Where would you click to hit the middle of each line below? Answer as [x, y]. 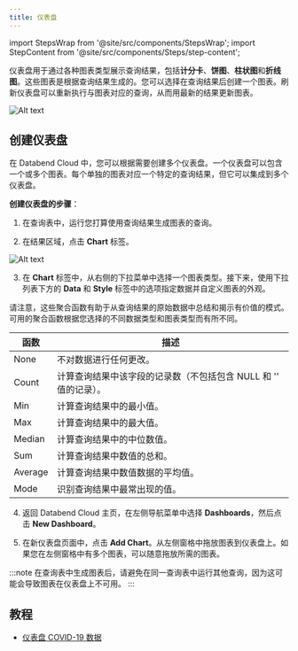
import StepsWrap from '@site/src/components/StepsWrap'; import [132, 43]
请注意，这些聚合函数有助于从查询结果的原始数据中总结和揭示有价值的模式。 [149, 307]
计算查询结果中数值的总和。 [115, 456]
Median [29, 439]
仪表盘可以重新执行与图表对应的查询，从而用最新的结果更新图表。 [137, 92]
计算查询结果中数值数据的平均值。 [128, 473]
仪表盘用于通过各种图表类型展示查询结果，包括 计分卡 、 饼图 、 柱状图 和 [137, 70]
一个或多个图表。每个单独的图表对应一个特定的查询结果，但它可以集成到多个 [149, 174]
